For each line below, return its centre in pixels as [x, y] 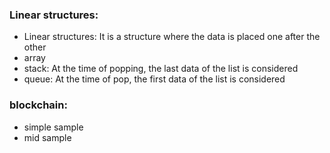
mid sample [47, 137]
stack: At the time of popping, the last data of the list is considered [161, 69]
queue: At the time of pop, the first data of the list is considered [154, 79]
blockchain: [38, 105]
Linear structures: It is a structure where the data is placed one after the [172, 37]
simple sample [53, 127]
